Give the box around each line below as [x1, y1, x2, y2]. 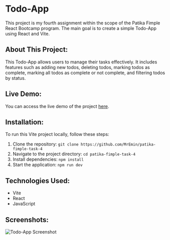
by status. [5, 75, 26, 81]
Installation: [5, 118, 44, 126]
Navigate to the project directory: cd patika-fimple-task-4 [12, 151, 136, 157]
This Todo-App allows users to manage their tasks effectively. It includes [5, 59, 157, 65]
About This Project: [5, 45, 68, 54]
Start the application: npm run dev [12, 162, 83, 168]
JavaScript [12, 201, 36, 207]
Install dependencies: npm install [12, 156, 84, 162]
